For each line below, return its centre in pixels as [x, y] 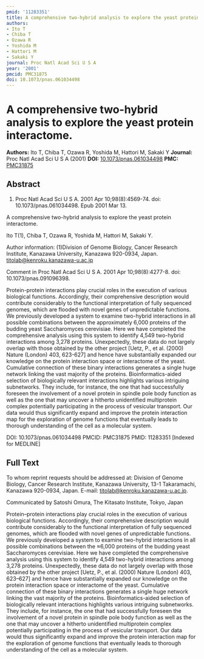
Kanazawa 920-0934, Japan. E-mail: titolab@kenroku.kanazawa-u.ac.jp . [97, 490]
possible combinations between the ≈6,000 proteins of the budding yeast [98, 546]
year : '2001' [23, 68]
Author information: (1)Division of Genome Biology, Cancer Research [92, 247]
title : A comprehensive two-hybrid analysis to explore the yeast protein [103, 18]
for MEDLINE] [23, 443]
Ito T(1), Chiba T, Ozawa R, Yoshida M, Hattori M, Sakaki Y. [80, 235]
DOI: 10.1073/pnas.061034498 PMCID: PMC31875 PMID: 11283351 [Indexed [100, 437]
